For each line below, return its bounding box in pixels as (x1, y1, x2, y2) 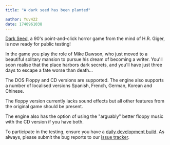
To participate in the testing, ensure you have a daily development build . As (5, 129, 165, 135)
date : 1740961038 (5, 22, 43, 27)
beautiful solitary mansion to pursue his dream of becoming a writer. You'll (5, 56, 163, 63)
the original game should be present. (5, 103, 83, 110)
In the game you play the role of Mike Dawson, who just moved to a (5, 51, 148, 57)
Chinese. (5, 88, 24, 94)
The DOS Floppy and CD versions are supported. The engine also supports (5, 77, 164, 84)
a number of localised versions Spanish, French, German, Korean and (5, 82, 153, 89)
